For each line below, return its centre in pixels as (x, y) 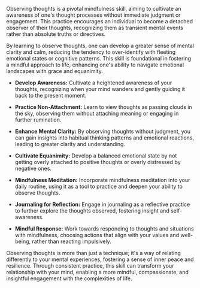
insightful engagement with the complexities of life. (69, 278)
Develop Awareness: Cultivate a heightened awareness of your (93, 83)
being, (23, 241)
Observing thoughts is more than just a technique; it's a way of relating (94, 253)
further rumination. (38, 120)
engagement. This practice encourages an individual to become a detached (100, 21)
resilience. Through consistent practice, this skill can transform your (90, 266)
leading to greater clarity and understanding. (70, 144)
